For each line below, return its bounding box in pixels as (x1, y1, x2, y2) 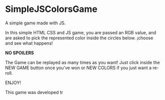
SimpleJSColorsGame (5, 3, 98, 15)
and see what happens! (5, 40, 53, 46)
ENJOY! (5, 80, 21, 86)
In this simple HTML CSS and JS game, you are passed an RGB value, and (5, 29, 157, 35)
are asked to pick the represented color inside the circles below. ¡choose (5, 35, 154, 41)
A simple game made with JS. (5, 20, 66, 26)
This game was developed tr (5, 89, 63, 95)
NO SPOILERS (5, 50, 34, 56)
